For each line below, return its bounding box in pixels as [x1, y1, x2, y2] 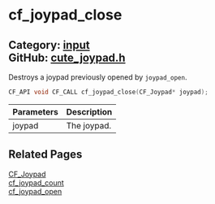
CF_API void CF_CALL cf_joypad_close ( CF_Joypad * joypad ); [8, 88, 209, 96]
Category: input [8, 38, 91, 52]
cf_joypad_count [8, 177, 65, 188]
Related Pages [8, 148, 83, 162]
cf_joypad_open [8, 186, 62, 196]
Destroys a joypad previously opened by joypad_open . [8, 72, 187, 82]
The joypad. [66, 119, 112, 131]
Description [66, 106, 113, 117]
